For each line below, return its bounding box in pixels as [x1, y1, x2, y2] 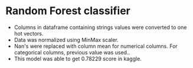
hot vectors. [14, 30, 44, 37]
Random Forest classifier [5, 4, 131, 18]
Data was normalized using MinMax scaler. [14, 36, 119, 43]
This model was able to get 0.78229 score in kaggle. [14, 55, 142, 62]
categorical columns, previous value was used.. [14, 48, 130, 56]
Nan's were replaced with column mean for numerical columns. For [14, 43, 178, 50]
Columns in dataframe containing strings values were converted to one [14, 24, 187, 31]
